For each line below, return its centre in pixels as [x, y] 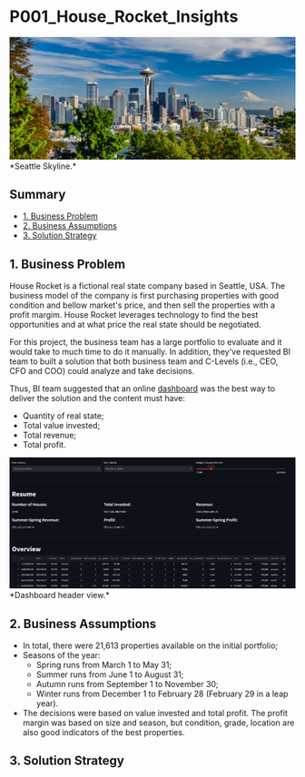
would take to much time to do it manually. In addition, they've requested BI [150, 352]
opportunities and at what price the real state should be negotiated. [135, 325]
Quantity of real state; [63, 416]
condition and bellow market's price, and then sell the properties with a [142, 305]
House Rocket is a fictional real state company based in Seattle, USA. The [148, 286]
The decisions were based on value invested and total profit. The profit [155, 713]
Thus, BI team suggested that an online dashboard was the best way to [142, 388]
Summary [38, 194]
